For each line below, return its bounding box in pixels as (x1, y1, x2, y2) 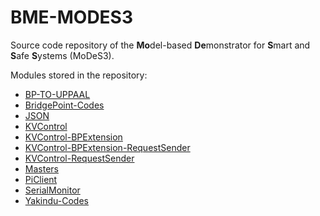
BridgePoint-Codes (24, 99, 105, 111)
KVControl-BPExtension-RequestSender (24, 141, 191, 153)
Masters (24, 162, 59, 175)
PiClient (24, 173, 58, 185)
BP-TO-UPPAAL (24, 88, 91, 100)
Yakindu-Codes (24, 194, 89, 206)
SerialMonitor (24, 184, 81, 196)
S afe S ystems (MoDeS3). (10, 49, 115, 61)
